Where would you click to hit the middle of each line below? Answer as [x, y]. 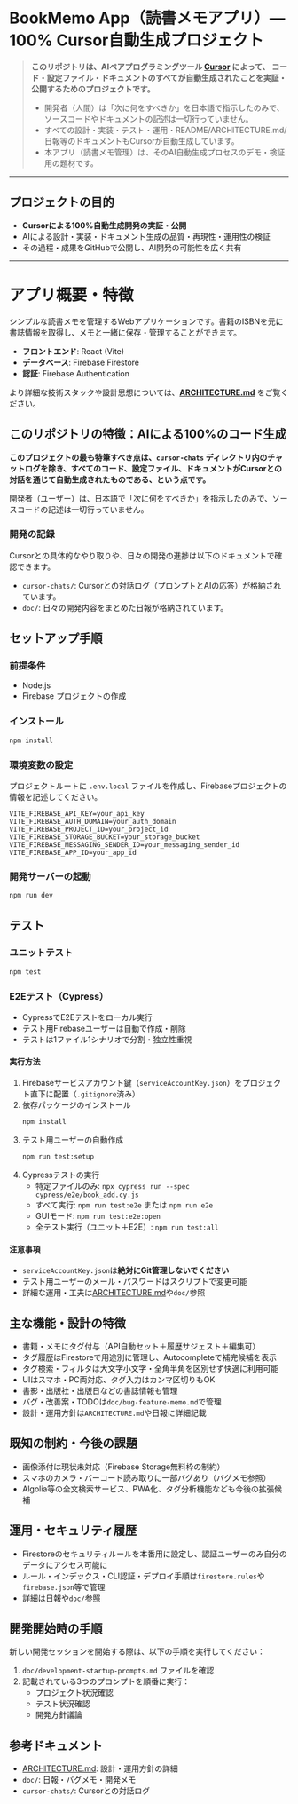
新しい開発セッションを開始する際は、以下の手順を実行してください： [137, 1651]
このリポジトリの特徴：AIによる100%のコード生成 [148, 435]
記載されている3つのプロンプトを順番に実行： [106, 1681]
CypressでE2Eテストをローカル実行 [87, 1017]
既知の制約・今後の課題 [73, 1444]
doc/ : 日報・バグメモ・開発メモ [79, 1780]
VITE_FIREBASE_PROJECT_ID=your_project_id [89, 829]
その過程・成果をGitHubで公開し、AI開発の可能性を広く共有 [132, 247]
